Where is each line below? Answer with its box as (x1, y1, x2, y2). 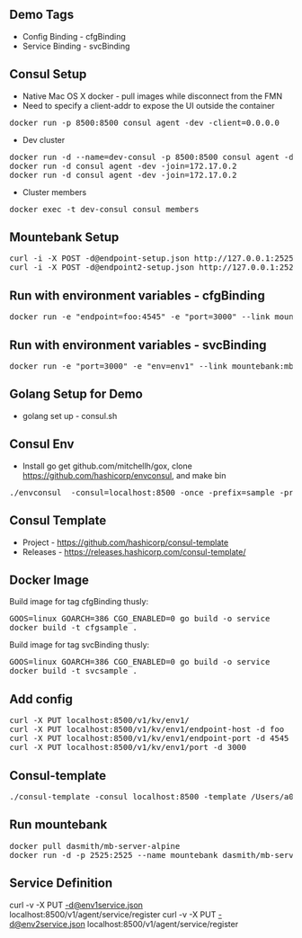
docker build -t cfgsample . (9, 622, 138, 633)
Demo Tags (9, 7, 75, 22)
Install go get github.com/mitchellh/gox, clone (22, 460, 193, 471)
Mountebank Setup (9, 229, 120, 246)
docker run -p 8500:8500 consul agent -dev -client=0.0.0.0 (9, 117, 280, 128)
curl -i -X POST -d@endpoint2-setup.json (9, 263, 195, 272)
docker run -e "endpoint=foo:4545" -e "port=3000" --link (9, 312, 271, 322)
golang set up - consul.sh (22, 410, 118, 421)
